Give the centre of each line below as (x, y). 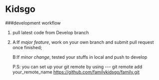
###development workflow (33, 23)
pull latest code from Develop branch (50, 32)
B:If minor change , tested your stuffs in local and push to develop (80, 57)
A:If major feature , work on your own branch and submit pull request (83, 42)
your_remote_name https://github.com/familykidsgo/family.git (76, 72)
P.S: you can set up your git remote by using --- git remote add (77, 67)
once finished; (27, 47)
